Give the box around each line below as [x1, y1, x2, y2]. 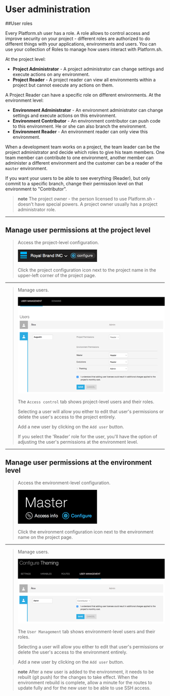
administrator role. [17, 206, 56, 212]
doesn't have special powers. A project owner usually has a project [17, 201, 158, 207]
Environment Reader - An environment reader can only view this [12, 128, 148, 135]
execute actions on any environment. [12, 71, 90, 77]
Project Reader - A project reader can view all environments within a [12, 76, 156, 83]
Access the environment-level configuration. [17, 480, 111, 486]
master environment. [5, 165, 48, 171]
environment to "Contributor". [5, 186, 67, 192]
